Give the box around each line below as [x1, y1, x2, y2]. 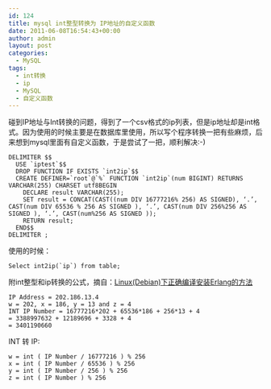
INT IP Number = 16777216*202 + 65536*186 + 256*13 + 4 [8, 308, 200, 316]
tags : [8, 64, 27, 72]
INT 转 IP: [8, 337, 40, 346]
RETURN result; [23, 217, 74, 226]
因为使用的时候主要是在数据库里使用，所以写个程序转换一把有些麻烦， [22, 127, 256, 137]
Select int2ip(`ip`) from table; [8, 263, 121, 271]
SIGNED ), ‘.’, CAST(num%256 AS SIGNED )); [8, 210, 157, 218]
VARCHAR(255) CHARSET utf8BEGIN [8, 182, 117, 190]
